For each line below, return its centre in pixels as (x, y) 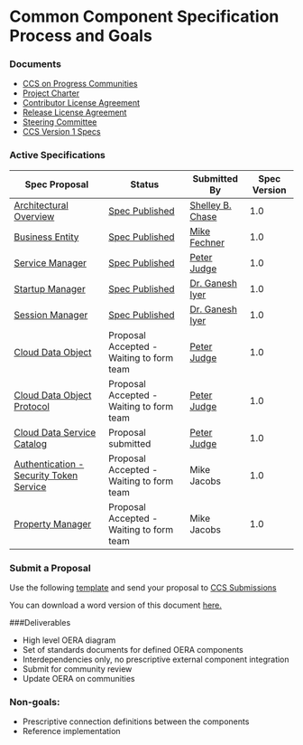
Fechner (207, 242)
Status (145, 184)
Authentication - (49, 464)
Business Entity (46, 237)
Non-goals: (35, 702)
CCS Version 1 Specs (61, 132)
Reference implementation (71, 731)
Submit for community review (77, 669)
